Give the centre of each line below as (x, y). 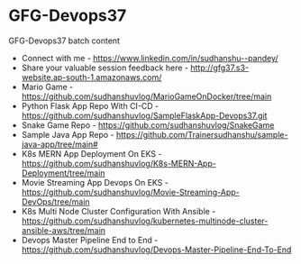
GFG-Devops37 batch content (64, 41)
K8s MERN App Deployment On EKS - (91, 153)
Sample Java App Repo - (68, 134)
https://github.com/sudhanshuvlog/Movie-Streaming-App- (130, 192)
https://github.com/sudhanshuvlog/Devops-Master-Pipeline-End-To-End (156, 250)
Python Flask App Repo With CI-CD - (90, 105)
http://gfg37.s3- (219, 68)
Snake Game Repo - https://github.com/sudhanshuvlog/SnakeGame (148, 125)
